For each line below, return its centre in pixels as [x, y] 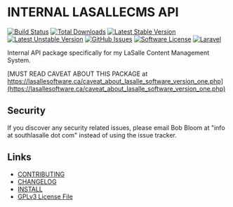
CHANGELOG [37, 181]
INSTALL [30, 189]
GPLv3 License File [45, 196]
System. [19, 60]
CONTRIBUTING [41, 174]
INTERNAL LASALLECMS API [93, 12]
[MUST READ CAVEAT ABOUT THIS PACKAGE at [78, 74]
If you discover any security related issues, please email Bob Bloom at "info [116, 128]
